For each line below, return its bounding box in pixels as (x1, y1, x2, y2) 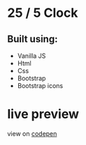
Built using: (7, 33, 58, 45)
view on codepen (7, 129, 57, 138)
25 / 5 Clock (7, 5, 78, 21)
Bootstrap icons (17, 82, 64, 89)
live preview (7, 106, 79, 122)
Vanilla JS (17, 51, 46, 60)
